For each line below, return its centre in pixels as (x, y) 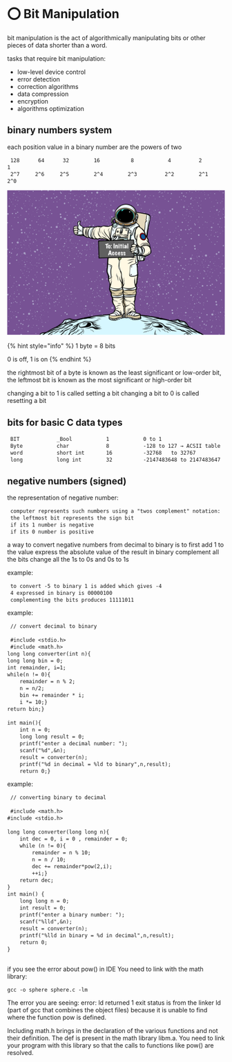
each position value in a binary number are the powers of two (95, 147)
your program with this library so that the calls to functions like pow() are (110, 1045)
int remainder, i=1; (37, 668)
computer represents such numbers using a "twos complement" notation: (115, 511)
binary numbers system (60, 130)
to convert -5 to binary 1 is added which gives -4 (86, 587)
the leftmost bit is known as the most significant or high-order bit (99, 380)
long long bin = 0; (35, 661)
